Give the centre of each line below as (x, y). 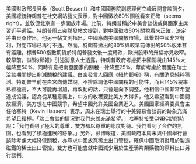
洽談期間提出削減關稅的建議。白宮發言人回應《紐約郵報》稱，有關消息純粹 (95, 74)
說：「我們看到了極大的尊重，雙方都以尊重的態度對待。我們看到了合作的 (92, 126)
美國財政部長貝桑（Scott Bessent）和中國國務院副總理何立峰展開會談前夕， (97, 8)
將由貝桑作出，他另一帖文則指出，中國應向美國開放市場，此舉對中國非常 (93, 38)
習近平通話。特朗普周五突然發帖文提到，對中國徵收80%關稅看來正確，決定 (96, 30)
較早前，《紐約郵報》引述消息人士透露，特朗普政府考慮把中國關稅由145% (93, 60)
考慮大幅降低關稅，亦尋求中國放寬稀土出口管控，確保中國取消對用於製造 (103, 140)
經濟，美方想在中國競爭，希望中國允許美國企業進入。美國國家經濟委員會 (98, 104)
